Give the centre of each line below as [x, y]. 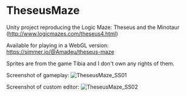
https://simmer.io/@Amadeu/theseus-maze [60, 51]
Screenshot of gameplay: [38, 75]
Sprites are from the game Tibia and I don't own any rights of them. [91, 63]
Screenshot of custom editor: [43, 87]
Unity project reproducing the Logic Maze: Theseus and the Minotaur [93, 27]
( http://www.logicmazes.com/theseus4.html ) [62, 33]
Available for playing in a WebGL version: [58, 45]
